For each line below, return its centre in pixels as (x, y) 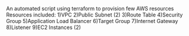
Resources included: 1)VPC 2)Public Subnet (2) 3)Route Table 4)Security (94, 15)
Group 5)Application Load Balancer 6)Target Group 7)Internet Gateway (92, 21)
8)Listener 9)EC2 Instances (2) (44, 27)
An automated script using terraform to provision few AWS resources (90, 9)
